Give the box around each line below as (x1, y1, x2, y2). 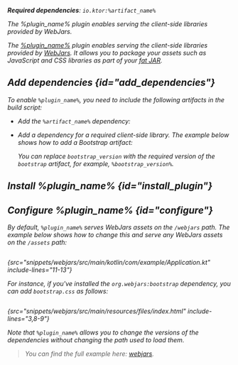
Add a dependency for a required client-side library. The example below (17, 131, 229, 139)
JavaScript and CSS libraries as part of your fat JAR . (7, 56, 163, 65)
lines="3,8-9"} (7, 315, 50, 323)
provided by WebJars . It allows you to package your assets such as (7, 49, 207, 57)
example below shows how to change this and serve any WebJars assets (7, 231, 223, 239)
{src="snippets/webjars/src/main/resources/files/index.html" (7, 307, 186, 315)
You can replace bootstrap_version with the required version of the (17, 152, 215, 160)
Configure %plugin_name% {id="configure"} (7, 204, 213, 216)
